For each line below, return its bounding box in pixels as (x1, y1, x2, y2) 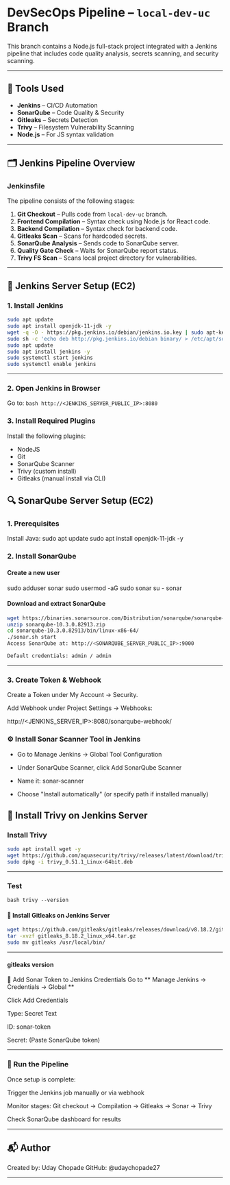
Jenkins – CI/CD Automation (16, 101, 98, 109)
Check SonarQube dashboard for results (7, 1115, 122, 1123)
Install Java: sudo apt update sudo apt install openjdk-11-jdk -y (7, 535, 183, 543)
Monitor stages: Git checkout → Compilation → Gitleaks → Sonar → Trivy (7, 1101, 212, 1110)
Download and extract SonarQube (7, 600, 106, 608)
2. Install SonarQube (7, 552, 77, 561)
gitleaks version (7, 960, 54, 968)
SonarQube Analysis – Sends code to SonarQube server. (16, 239, 179, 247)
